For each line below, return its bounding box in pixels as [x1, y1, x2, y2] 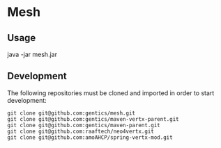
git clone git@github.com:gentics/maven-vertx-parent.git [7, 115, 179, 122]
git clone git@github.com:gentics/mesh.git [7, 109, 136, 117]
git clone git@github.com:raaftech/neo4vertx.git [7, 128, 155, 135]
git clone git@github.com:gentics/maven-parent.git [7, 122, 160, 129]
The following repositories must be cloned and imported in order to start [7, 88, 215, 97]
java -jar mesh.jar [7, 50, 58, 58]
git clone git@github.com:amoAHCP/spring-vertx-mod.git [7, 133, 173, 141]
